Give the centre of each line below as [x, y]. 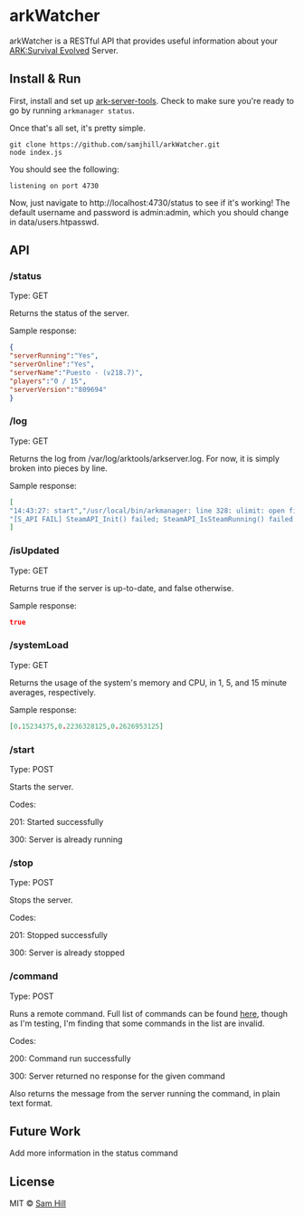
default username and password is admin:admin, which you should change [149, 212]
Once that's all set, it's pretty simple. [78, 128]
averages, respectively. [53, 692]
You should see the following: [64, 169]
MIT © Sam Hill [38, 1203]
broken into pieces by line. [59, 468]
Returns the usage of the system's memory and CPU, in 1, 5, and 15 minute [148, 682]
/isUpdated [34, 551]
